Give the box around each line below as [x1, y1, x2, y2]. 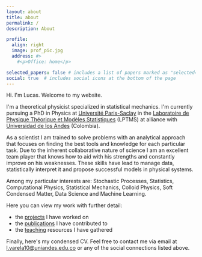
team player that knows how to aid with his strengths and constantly [6, 153, 176, 160]
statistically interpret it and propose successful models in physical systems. [6, 166, 194, 173]
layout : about [6, 8, 42, 15]
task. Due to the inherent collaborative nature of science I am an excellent [6, 147, 189, 154]
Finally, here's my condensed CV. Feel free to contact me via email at [6, 238, 177, 245]
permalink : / [6, 20, 39, 26]
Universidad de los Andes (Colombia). [6, 122, 100, 130]
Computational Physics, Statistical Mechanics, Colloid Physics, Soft [6, 184, 173, 191]
